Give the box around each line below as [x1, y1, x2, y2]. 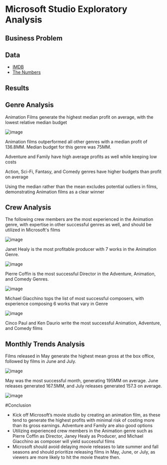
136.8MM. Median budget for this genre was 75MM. [5, 144, 111, 150]
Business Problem [5, 34, 63, 42]
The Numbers [12, 69, 41, 75]
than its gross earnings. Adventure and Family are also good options [12, 423, 153, 429]
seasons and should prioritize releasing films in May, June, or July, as [12, 449, 156, 455]
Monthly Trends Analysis [5, 340, 85, 348]
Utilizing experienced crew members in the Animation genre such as [12, 428, 153, 434]
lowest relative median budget [5, 119, 67, 125]
